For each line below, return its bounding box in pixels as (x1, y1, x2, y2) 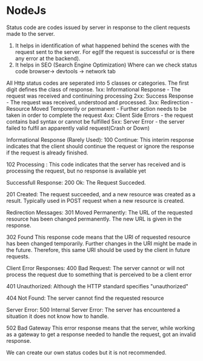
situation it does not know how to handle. (6, 313, 109, 320)
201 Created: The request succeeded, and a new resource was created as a (6, 190, 196, 197)
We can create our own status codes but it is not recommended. (6, 349, 167, 356)
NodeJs (6, 4, 47, 18)
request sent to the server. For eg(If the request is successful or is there (15, 48, 195, 55)
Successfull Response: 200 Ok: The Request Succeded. (6, 179, 147, 186)
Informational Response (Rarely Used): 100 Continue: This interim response (6, 136, 195, 143)
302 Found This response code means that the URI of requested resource (6, 233, 191, 240)
